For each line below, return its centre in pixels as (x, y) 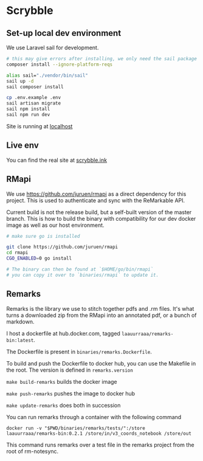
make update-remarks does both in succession (64, 405)
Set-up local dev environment (64, 33)
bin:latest (20, 340)
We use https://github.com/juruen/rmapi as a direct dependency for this (96, 194)
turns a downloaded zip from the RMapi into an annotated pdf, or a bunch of (101, 315)
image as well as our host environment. (55, 225)
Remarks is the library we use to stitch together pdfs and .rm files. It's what (100, 308)
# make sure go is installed (43, 236)
